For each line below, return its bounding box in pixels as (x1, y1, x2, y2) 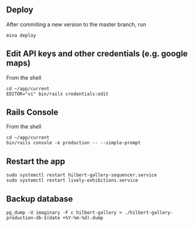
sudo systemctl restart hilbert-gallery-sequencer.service (6, 172, 157, 178)
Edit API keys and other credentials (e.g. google (6, 49, 188, 59)
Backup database (6, 193, 73, 204)
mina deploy (6, 32, 36, 38)
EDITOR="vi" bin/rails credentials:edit (6, 91, 109, 97)
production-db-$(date (6, 215, 61, 221)
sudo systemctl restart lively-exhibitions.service (6, 177, 138, 184)
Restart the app (6, 156, 65, 166)
